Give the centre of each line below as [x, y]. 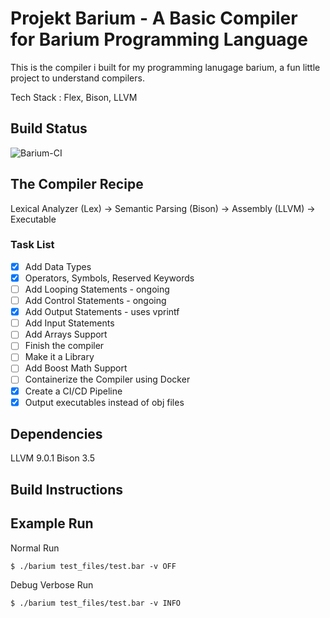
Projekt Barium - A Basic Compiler [154, 18]
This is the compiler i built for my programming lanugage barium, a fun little [165, 67]
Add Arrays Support [66, 334]
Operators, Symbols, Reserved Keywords [109, 278]
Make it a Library [59, 357]
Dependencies [56, 434]
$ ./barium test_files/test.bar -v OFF [93, 566]
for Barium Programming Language [159, 39]
